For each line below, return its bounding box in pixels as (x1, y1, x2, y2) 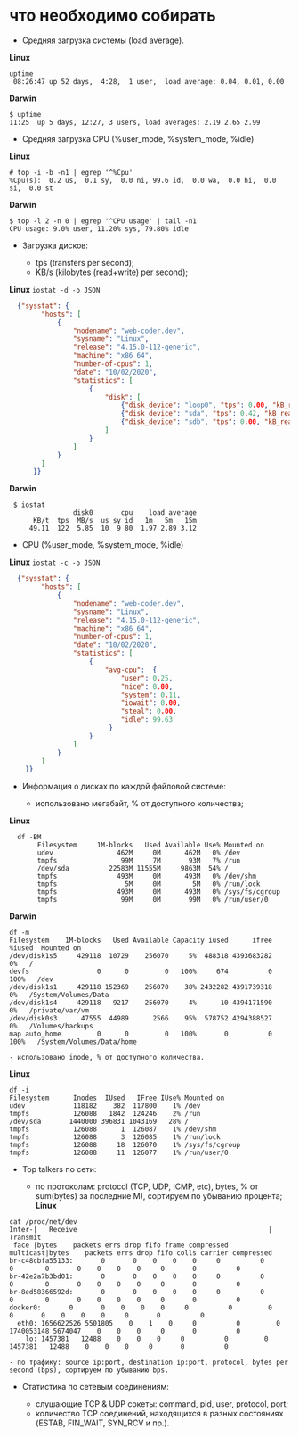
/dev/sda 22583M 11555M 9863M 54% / (36, 864, 229, 873)
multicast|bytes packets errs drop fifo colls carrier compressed (9, 1249, 273, 1258)
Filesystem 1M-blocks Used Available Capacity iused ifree (9, 936, 273, 946)
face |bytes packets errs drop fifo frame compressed (12, 1241, 229, 1250)
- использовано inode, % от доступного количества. (9, 1053, 205, 1062)
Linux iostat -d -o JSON (9, 284, 101, 294)
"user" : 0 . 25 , (120, 673, 174, 682)
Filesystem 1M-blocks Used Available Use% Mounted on (36, 840, 265, 850)
